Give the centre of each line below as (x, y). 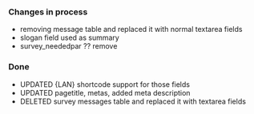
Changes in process (48, 12)
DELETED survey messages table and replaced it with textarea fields (133, 101)
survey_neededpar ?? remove (69, 46)
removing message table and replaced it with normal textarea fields (131, 29)
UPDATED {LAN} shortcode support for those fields (105, 84)
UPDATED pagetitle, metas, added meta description (105, 92)
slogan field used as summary (70, 37)
